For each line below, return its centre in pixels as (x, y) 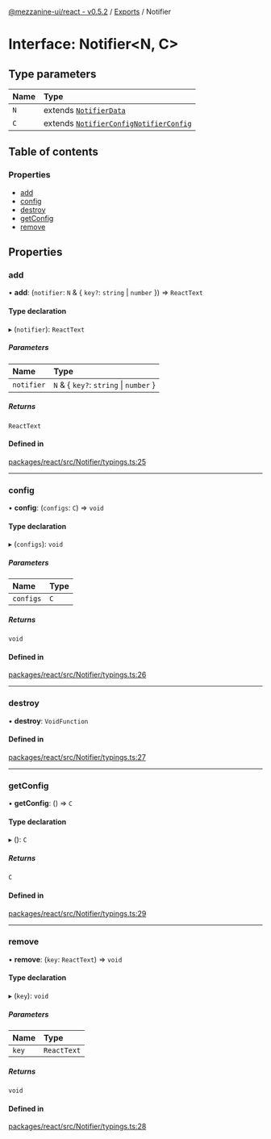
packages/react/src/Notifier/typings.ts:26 (77, 675)
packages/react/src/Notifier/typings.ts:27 (77, 757)
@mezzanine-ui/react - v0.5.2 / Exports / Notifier (90, 12)
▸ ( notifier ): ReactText (46, 329)
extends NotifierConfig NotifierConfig (117, 123)
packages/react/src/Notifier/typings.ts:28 (77, 1126)
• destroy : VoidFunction (48, 720)
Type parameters (52, 74)
